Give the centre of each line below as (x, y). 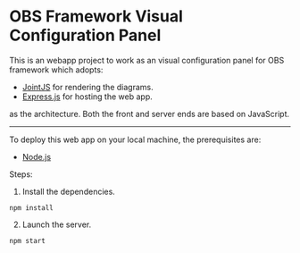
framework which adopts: (56, 70)
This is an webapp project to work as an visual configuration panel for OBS (147, 60)
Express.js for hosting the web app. (87, 97)
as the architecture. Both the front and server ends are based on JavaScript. (150, 114)
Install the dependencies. (69, 191)
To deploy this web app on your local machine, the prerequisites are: (135, 139)
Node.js (37, 156)
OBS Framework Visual (96, 17)
